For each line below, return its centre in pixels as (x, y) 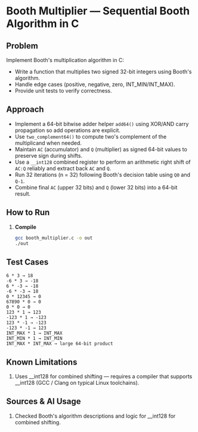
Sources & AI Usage (44, 402)
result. (23, 194)
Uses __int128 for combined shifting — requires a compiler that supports (103, 376)
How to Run (28, 212)
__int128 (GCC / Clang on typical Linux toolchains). (77, 383)
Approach (25, 110)
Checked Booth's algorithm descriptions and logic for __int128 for (95, 416)
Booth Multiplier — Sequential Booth (98, 11)
